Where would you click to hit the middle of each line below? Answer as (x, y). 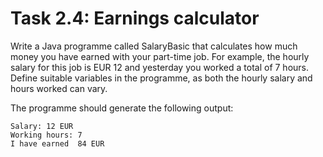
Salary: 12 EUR (42, 126)
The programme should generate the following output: (122, 108)
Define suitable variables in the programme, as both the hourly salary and (161, 78)
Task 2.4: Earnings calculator (135, 18)
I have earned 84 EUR (57, 143)
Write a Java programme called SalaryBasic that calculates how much (154, 46)
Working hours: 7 (46, 135)
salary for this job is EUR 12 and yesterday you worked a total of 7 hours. (160, 67)
